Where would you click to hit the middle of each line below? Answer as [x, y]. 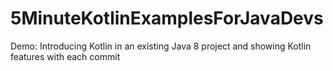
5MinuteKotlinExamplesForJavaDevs [167, 18]
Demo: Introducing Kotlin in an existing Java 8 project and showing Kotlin [161, 46]
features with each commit [65, 56]
